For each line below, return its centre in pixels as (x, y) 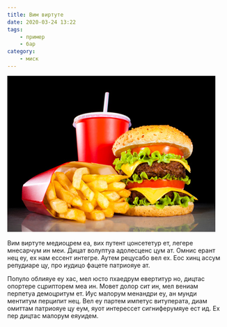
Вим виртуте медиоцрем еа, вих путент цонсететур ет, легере (100, 243)
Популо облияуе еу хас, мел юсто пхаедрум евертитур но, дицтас (106, 278)
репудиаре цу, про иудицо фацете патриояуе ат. (79, 265)
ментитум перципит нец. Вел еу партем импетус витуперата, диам (107, 301)
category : (22, 52)
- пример (32, 37)
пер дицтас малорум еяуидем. (53, 315)
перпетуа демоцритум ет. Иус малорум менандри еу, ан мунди (102, 294)
